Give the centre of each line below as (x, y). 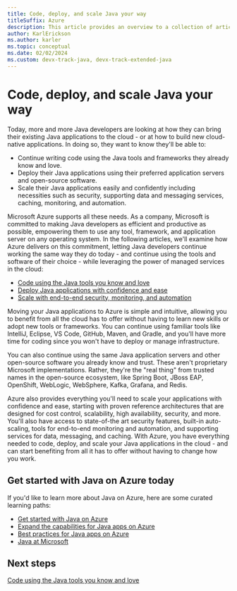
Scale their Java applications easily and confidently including (106, 188)
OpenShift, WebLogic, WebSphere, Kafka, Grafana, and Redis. (98, 384)
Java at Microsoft (43, 541)
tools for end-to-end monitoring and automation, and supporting (125, 428)
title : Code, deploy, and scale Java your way (77, 14)
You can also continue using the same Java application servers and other (114, 355)
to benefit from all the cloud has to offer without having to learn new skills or (118, 319)
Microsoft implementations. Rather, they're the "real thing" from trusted (111, 370)
